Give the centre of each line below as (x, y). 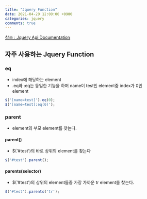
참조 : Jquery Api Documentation (38, 37)
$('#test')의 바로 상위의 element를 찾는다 (51, 151)
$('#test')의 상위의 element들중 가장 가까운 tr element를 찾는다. (73, 182)
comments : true (20, 23)
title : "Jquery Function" (31, 9)
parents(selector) (23, 171)
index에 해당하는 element (37, 79)
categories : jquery (25, 18)
